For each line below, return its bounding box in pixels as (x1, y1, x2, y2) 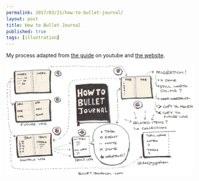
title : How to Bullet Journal (6, 22, 81, 28)
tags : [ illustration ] (6, 35, 60, 41)
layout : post (6, 15, 39, 22)
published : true (6, 29, 46, 35)
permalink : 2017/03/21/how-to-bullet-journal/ (6, 10, 124, 15)
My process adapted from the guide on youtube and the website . (6, 52, 165, 59)
